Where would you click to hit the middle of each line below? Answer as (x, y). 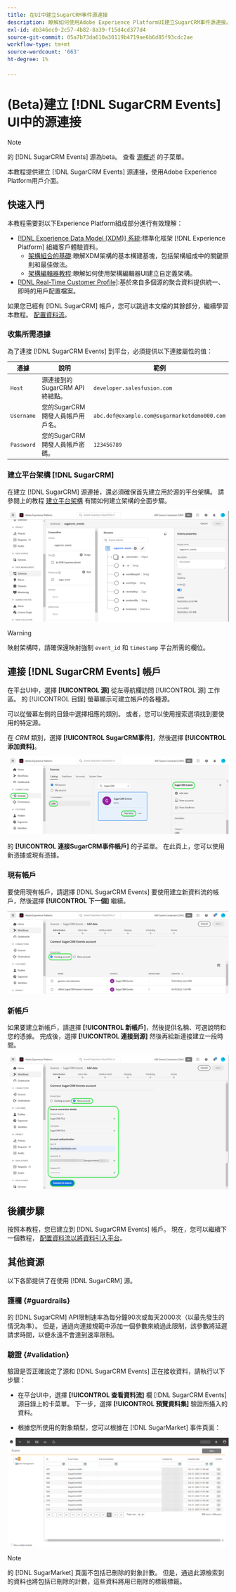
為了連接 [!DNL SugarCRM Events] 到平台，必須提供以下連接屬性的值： (110, 351)
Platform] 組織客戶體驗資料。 (59, 247)
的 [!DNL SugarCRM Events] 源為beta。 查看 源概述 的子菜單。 (98, 157)
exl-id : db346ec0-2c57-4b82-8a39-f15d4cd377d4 (77, 30)
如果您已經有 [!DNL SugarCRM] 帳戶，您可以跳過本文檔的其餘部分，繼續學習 (118, 305)
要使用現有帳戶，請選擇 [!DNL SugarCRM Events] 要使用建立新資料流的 (110, 892)
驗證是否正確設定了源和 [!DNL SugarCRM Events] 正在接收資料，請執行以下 (116, 1371)
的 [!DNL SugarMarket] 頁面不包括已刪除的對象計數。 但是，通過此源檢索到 (116, 1573)
